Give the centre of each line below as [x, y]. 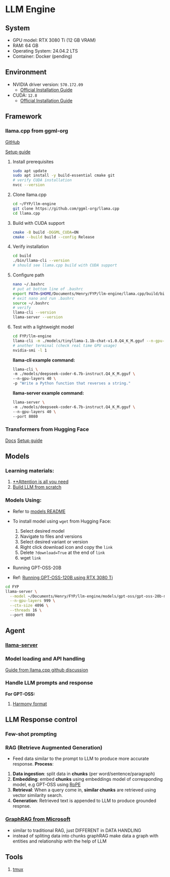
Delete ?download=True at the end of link [62, 552]
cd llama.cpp [26, 213]
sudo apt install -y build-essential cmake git [63, 176]
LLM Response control [41, 720]
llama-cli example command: [44, 360]
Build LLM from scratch [37, 487]
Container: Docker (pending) [42, 56]
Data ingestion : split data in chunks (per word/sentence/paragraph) [84, 774]
